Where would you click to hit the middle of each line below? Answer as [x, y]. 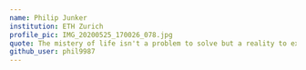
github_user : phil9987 [52, 52]
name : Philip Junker [49, 18]
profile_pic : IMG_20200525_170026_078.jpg [91, 35]
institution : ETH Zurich [56, 26]
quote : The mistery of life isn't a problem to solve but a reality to [148, 43]
